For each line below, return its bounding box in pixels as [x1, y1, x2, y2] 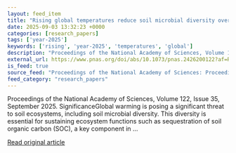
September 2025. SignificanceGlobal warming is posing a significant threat [7, 102, 225, 111]
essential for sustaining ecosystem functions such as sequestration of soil [7, 117, 222, 126]
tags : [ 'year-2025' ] [7, 36, 68, 44]
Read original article [7, 138, 65, 147]
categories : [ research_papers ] [7, 29, 99, 37]
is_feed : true [7, 62, 49, 69]
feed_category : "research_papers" [7, 75, 109, 83]
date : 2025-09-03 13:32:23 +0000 [7, 23, 105, 30]
